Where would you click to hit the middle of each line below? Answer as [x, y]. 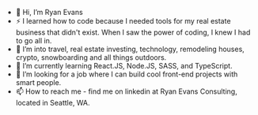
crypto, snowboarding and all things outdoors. [91, 57]
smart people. [38, 82]
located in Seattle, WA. [53, 103]
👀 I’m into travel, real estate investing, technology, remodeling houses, [130, 49]
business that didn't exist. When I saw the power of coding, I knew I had [133, 32]
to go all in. [34, 41]
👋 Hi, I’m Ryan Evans [49, 12]
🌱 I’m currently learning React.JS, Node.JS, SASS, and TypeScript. [124, 66]
